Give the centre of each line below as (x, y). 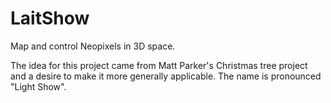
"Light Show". (38, 86)
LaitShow (50, 18)
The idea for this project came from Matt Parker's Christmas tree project (159, 65)
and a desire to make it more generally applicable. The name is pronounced (166, 76)
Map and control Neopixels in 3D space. (93, 46)
